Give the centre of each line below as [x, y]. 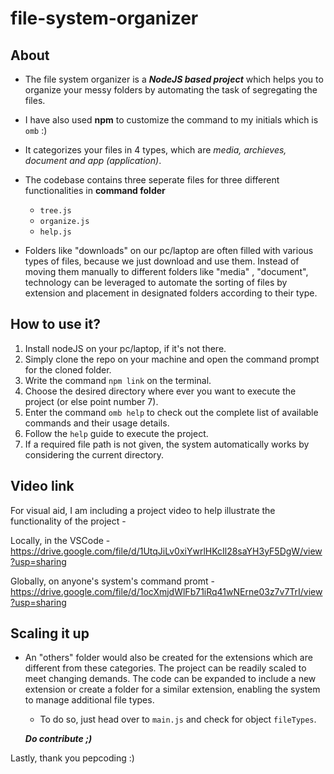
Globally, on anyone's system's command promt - [112, 581]
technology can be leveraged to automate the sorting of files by [156, 282]
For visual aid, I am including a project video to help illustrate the [143, 510]
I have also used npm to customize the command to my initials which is [171, 120]
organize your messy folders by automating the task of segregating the [171, 90]
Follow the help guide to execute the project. [116, 433]
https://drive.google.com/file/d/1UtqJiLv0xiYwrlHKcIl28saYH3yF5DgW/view [166, 551]
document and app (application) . [93, 160]
